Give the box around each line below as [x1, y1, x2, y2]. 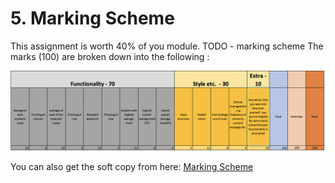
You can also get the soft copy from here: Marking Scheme [10, 160, 254, 172]
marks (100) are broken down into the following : [10, 50, 210, 62]
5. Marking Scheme [10, 7, 175, 30]
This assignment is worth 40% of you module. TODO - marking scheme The [10, 40, 324, 52]
